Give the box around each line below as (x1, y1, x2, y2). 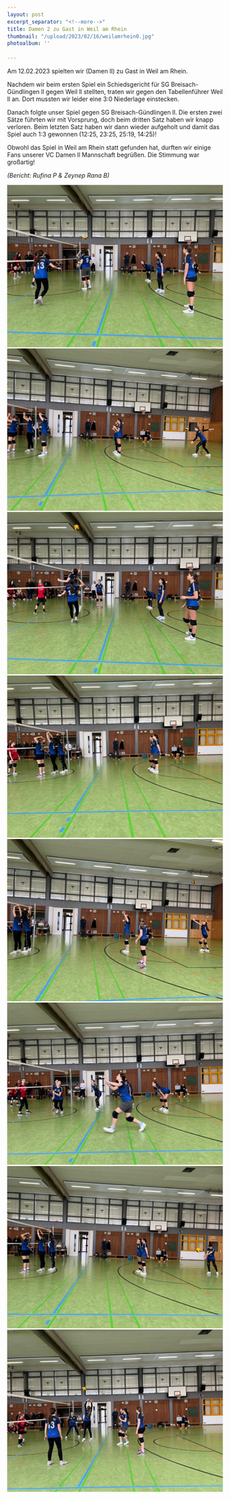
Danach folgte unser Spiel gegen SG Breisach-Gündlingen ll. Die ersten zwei (7, 108, 222, 116)
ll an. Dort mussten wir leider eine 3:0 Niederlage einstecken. (7, 95, 179, 103)
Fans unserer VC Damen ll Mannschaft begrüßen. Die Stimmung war (7, 151, 200, 159)
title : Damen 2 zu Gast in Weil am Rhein (7, 25, 127, 32)
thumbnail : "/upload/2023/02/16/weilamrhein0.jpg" (7, 33, 155, 40)
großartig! (7, 158, 36, 166)
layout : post (7, 11, 44, 18)
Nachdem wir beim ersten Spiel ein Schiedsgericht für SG (7, 80, 170, 89)
